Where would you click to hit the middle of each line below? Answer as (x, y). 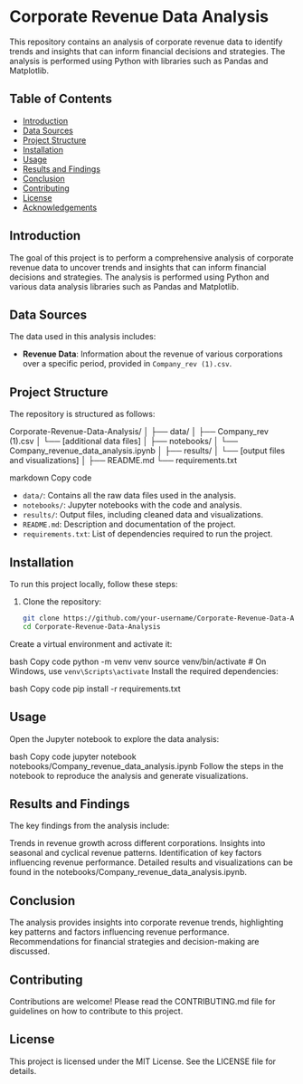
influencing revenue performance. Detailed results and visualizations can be (151, 862)
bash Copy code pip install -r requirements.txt (95, 689)
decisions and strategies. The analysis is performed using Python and (139, 277)
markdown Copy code (51, 478)
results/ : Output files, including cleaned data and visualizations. (143, 515)
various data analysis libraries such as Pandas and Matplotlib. (124, 286)
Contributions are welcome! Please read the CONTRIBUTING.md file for (142, 1001)
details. (23, 1070)
